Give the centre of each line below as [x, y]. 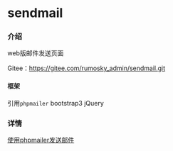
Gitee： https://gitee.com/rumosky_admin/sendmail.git [86, 68]
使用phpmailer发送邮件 [41, 140]
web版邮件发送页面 [36, 53]
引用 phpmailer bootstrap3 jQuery [56, 103]
